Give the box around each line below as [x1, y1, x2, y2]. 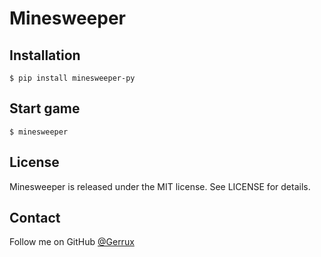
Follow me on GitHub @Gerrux [9, 236, 135, 248]
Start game [9, 100, 81, 117]
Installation [9, 47, 81, 64]
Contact [9, 210, 61, 227]
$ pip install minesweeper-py [9, 73, 136, 83]
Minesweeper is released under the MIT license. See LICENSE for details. [9, 180, 311, 192]
